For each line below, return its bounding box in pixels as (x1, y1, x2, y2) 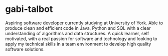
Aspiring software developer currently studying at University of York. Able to (5, 20, 163, 26)
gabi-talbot (5, 3, 53, 15)
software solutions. (5, 46, 45, 52)
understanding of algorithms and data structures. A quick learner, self (5, 30, 149, 36)
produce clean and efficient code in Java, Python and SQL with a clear (5, 25, 151, 31)
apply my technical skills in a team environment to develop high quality (5, 41, 151, 47)
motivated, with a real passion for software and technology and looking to (5, 36, 157, 42)
